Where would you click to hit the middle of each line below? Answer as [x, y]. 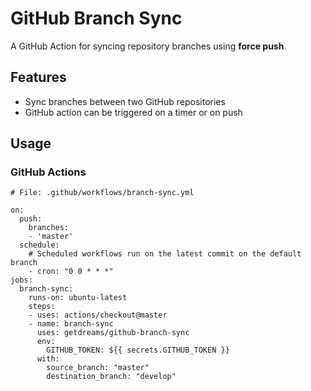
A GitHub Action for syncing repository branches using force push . [148, 46]
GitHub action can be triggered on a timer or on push [133, 112]
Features [38, 77]
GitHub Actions [48, 172]
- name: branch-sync [71, 324]
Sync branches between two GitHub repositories [125, 101]
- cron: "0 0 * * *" [71, 272]
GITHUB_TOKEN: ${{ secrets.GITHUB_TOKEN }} [138, 350]
